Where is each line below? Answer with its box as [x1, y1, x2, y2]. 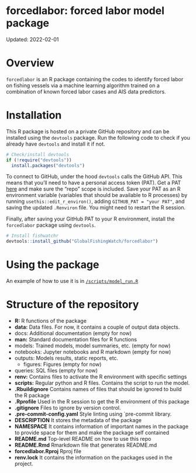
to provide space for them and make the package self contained [14, 429, 170, 436]
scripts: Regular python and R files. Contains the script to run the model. [14, 379, 190, 386]
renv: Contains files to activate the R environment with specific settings [14, 373, 187, 381]
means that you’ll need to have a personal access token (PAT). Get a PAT [6, 179, 181, 187]
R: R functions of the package [14, 317, 87, 324]
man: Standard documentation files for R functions [14, 336, 137, 343]
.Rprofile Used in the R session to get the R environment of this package [14, 398, 190, 405]
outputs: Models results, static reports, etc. [14, 355, 119, 362]
